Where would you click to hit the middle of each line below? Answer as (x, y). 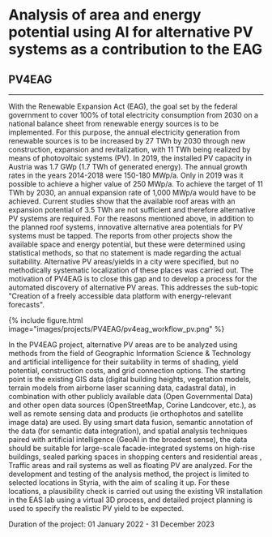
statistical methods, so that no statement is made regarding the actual (125, 253)
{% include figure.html (46, 320)
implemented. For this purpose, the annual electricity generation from (124, 132)
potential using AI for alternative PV (131, 32)
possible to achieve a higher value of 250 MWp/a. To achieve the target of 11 (136, 184)
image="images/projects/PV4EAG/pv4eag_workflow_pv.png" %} (117, 329)
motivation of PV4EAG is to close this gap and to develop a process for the (133, 279)
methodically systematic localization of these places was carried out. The (131, 270)
